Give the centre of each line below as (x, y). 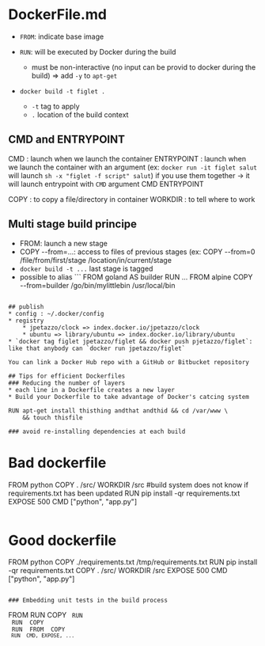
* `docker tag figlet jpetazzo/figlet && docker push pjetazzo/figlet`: (131, 341)
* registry (26, 321)
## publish (26, 306)
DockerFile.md (57, 15)
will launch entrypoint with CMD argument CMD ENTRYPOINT (106, 184)
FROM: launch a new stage (64, 243)
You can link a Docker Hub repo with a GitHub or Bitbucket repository (129, 362)
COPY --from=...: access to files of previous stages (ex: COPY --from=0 (137, 252)
